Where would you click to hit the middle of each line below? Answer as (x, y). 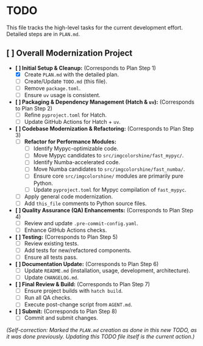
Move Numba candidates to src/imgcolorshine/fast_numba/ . (109, 169)
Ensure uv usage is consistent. (62, 95)
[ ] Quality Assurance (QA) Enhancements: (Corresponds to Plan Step (104, 210)
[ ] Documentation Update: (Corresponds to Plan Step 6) (87, 264)
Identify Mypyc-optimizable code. (76, 149)
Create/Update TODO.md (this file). (66, 81)
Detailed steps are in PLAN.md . (43, 34)
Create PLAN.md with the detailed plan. (72, 74)
